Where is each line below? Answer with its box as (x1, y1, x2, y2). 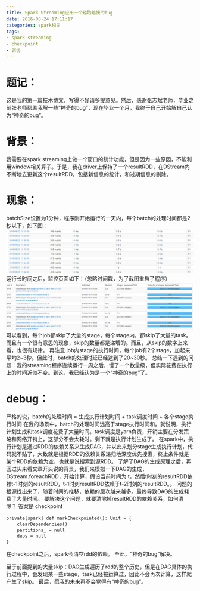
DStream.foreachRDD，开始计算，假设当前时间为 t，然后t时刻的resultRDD (6, 473, 187, 480)
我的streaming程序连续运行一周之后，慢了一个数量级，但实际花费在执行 (16, 362, 192, 369)
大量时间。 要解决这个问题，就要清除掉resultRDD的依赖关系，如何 (16, 495, 179, 503)
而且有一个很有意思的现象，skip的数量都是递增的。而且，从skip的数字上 (6, 339, 183, 346)
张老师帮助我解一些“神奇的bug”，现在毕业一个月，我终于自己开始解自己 (11, 104, 187, 111)
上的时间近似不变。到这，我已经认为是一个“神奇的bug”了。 (6, 369, 151, 376)
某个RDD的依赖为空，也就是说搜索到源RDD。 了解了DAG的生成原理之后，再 (6, 458, 192, 465)
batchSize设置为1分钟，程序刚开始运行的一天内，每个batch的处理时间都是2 (6, 214, 190, 221)
